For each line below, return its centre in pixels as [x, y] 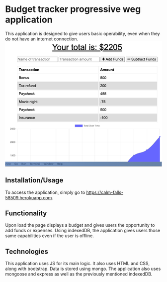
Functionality [26, 213]
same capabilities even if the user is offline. [49, 236]
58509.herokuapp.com [29, 197]
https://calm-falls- [105, 192]
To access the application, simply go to [45, 192]
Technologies [27, 251]
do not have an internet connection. [42, 39]
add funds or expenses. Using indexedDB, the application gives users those [83, 231]
